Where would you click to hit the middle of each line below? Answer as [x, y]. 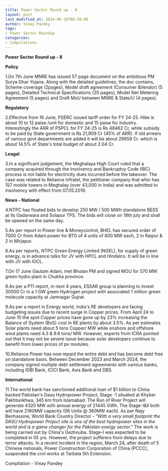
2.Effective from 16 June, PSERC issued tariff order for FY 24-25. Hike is [80, 117]
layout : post [19, 15]
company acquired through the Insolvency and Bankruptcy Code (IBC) [78, 169]
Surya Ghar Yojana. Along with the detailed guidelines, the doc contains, [80, 82]
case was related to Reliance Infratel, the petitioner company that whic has [82, 180]
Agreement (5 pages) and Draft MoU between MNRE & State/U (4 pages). [81, 98]
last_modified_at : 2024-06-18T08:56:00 [47, 19]
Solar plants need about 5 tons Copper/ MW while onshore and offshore [79, 328]
